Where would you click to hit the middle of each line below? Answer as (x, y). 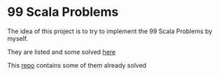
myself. (18, 38)
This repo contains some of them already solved (77, 65)
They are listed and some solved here (62, 52)
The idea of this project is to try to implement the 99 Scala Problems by (110, 31)
